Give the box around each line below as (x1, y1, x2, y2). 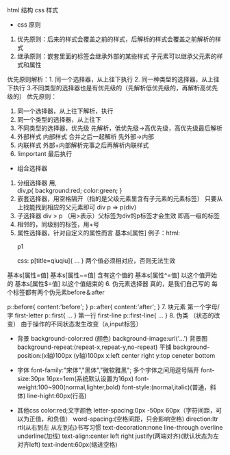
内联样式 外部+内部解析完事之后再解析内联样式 (16, 141, 149, 149)
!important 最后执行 (16, 150, 73, 157)
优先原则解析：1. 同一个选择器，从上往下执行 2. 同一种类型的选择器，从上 (7, 75, 214, 83)
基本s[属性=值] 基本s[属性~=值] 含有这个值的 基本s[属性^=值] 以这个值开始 (7, 271, 218, 279)
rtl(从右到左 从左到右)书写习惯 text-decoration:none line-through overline (16, 424, 223, 431)
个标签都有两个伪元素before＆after (7, 288, 105, 296)
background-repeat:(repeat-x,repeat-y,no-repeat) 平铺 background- (16, 343, 210, 351)
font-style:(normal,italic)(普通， (122, 383, 210, 391)
